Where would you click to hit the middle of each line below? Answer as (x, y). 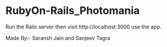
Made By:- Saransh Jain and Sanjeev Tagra (58, 38)
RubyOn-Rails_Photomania (73, 11)
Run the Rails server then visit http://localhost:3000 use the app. (83, 27)
